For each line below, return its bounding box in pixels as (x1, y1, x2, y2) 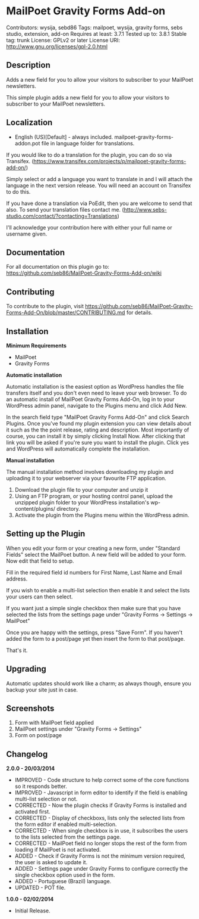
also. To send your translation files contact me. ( (6, 206, 124, 213)
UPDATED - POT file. (14, 884, 66, 892)
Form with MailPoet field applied (14, 719, 94, 726)
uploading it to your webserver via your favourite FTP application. (6, 475, 166, 482)
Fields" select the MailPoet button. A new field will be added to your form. (6, 551, 187, 558)
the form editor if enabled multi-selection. (14, 821, 117, 828)
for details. (126, 309, 153, 316)
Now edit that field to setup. (6, 557, 74, 564)
